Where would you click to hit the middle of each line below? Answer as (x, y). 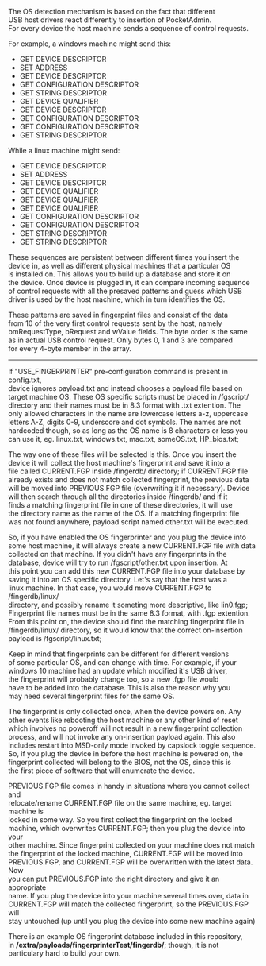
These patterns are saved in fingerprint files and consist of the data (118, 315)
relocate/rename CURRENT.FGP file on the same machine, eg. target (120, 803)
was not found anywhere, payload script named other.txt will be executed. (129, 522)
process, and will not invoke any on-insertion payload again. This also (122, 737)
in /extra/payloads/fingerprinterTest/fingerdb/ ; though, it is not (114, 945)
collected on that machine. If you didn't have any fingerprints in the (118, 554)
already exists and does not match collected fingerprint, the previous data (129, 479)
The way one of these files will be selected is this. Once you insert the (122, 454)
